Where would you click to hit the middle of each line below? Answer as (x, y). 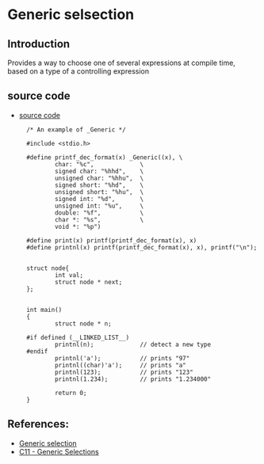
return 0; (71, 393)
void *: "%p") (78, 226)
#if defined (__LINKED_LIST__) (78, 337)
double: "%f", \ (99, 213)
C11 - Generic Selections (59, 451)
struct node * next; (88, 282)
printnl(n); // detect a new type (133, 344)
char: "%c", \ (99, 164)
